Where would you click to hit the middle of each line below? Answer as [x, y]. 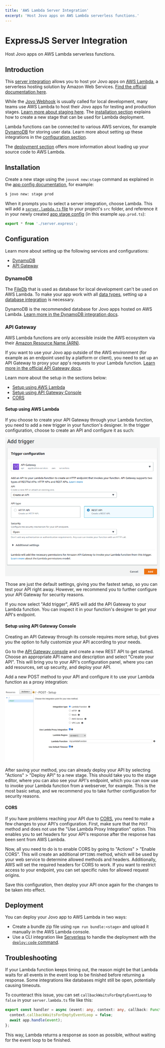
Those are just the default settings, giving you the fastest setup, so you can [82, 584]
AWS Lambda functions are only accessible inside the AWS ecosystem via [80, 338]
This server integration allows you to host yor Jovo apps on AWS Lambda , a [82, 82]
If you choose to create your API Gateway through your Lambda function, [79, 420]
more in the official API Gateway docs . [44, 368]
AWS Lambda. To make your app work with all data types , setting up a [76, 294]
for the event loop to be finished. [38, 1040]
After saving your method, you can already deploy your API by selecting [78, 770]
